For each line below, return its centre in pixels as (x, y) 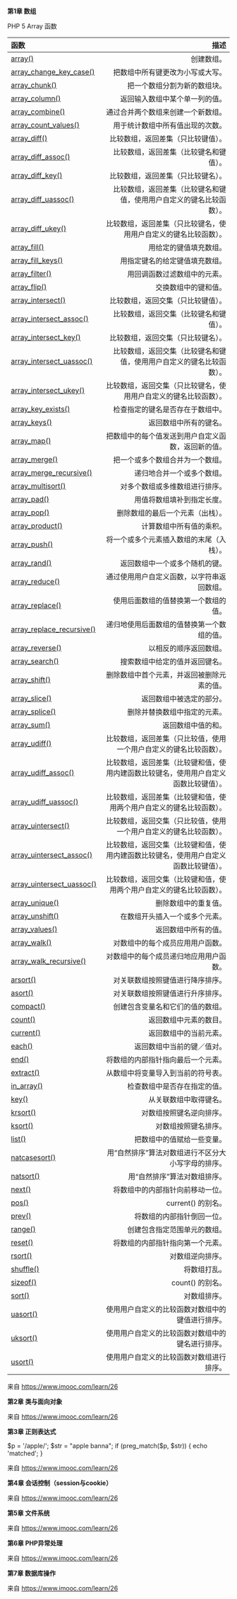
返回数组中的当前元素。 (187, 1033)
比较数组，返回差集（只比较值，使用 (166, 739)
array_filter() (31, 274)
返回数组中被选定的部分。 (183, 699)
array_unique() (35, 903)
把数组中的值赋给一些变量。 (180, 1139)
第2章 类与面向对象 (35, 1402)
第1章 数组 (22, 11)
